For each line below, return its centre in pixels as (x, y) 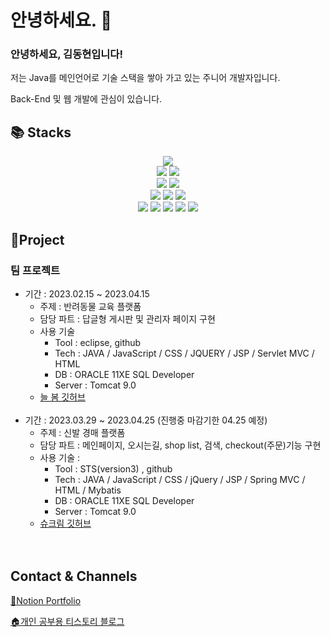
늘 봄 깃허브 (62, 397)
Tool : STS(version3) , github (113, 468)
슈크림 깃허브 (65, 523)
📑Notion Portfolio (46, 600)
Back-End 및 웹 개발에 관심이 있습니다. (86, 99)
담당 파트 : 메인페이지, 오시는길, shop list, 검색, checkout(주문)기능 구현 (180, 445)
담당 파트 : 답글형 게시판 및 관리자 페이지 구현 (127, 318)
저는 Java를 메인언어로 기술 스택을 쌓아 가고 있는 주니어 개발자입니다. (145, 78)
